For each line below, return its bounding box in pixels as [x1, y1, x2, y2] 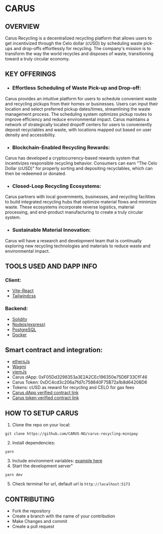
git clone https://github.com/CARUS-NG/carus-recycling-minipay [5, 431, 138, 436]
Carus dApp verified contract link [12, 390, 79, 396]
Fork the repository [12, 508, 51, 514]
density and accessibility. [5, 132, 56, 138]
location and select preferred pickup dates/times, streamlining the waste [5, 106, 151, 112]
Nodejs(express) [12, 321, 46, 327]
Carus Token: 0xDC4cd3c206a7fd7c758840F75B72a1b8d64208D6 [12, 379, 147, 385]
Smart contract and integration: [5, 346, 103, 354]
